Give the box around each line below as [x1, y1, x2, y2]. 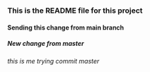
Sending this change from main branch [7, 23, 125, 32]
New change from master [7, 40, 85, 48]
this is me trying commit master [7, 57, 100, 66]
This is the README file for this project [7, 6, 143, 16]
